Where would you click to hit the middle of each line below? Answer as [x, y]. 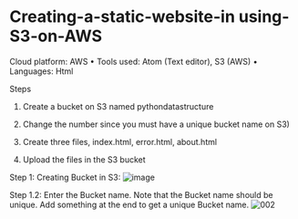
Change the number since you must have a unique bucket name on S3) [156, 124]
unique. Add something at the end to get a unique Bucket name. [129, 204]
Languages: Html [41, 71]
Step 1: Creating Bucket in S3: [65, 177]
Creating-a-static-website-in [122, 17]
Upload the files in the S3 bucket [84, 159]
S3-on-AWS [56, 36]
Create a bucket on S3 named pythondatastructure [118, 106]
